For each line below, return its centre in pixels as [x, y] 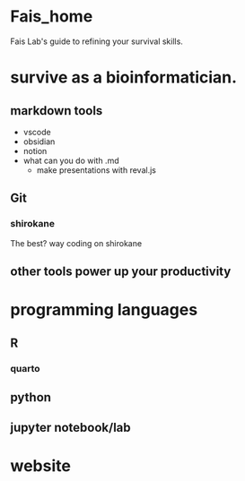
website [40, 466]
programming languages [104, 310]
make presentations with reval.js [96, 170]
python [31, 397]
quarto [25, 368]
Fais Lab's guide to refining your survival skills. [96, 41]
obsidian [39, 142]
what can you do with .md [71, 160]
